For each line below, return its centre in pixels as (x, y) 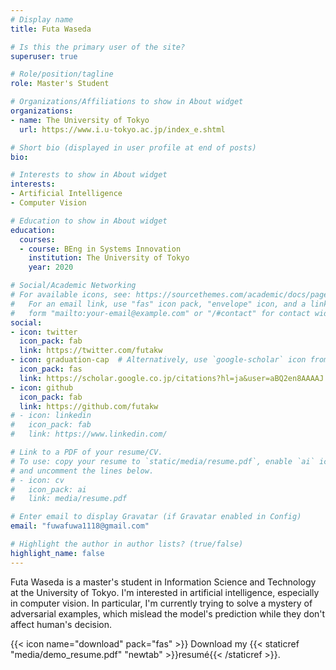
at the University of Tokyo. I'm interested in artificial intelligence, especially (165, 592)
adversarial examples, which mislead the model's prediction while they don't (168, 613)
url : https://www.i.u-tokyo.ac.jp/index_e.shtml (122, 129)
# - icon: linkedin (51, 416)
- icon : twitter (44, 332)
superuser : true (44, 56)
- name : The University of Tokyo (80, 120)
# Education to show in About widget (89, 221)
